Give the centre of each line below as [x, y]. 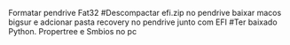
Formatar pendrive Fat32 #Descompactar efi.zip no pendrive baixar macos [145, 13]
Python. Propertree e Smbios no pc [73, 31]
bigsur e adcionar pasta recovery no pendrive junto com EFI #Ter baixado [143, 22]
